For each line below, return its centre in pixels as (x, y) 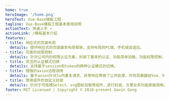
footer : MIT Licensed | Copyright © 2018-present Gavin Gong (71, 90)
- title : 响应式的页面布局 (31, 43)
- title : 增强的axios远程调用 (34, 71)
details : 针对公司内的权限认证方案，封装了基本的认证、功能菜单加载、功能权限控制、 (88, 57)
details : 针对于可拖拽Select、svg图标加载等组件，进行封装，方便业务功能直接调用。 (89, 85)
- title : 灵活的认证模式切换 (32, 62)
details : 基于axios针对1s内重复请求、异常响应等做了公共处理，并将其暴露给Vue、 (86, 76)
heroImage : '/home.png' (30, 15)
